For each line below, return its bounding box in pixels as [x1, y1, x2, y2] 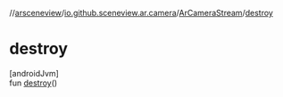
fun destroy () [9, 77, 58, 88]
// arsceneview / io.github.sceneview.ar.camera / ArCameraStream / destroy [9, 8, 274, 18]
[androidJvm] [9, 68, 60, 78]
